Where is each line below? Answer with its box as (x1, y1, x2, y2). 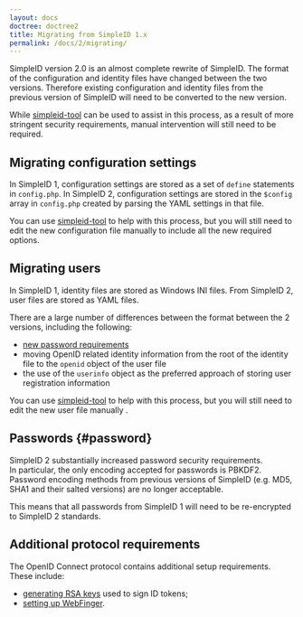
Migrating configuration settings (9, 154, 197, 170)
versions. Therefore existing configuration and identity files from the (9, 82, 264, 93)
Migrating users (9, 261, 101, 276)
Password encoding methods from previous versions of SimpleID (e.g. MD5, (9, 473, 292, 484)
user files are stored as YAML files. (9, 294, 139, 305)
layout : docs (9, 13, 59, 23)
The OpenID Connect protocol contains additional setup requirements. (9, 561, 271, 572)
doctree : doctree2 (9, 22, 79, 31)
